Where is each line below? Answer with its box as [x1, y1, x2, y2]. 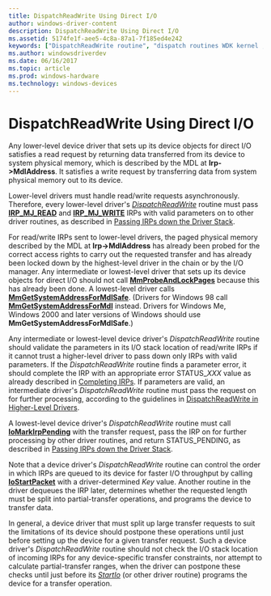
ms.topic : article [8, 65, 70, 73]
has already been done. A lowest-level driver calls [8, 284, 176, 294]
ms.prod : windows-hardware [8, 72, 100, 80]
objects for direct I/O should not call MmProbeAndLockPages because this [8, 276, 260, 285]
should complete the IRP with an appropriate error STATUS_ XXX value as [8, 369, 252, 378]
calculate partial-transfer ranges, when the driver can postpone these [8, 561, 241, 571]
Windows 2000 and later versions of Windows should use [8, 310, 201, 319]
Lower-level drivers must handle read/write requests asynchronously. [8, 191, 240, 201]
